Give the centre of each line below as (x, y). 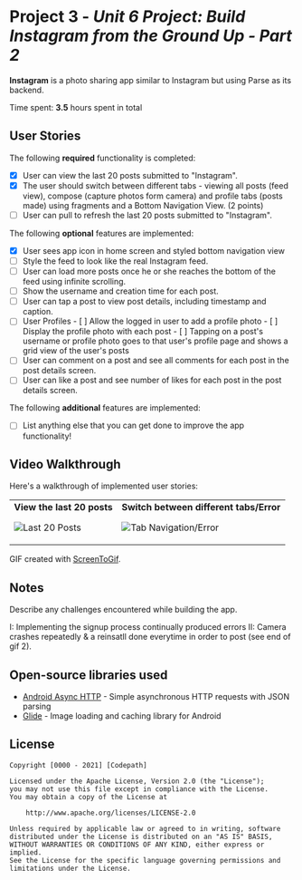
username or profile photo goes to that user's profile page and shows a (155, 341)
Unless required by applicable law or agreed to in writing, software (145, 828)
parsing (37, 706)
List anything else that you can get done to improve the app (133, 425)
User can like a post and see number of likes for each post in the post (152, 380)
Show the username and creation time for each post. (120, 291)
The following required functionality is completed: (103, 158)
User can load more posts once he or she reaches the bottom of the (149, 271)
